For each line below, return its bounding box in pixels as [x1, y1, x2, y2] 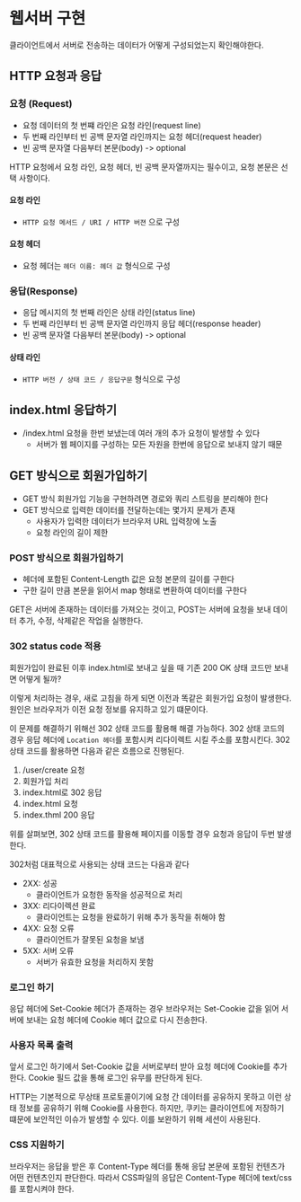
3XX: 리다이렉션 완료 [22, 900, 96, 911]
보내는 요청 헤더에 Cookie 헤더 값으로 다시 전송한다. [25, 1014, 208, 1025]
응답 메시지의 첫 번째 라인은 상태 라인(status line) [22, 307, 196, 318]
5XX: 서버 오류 [22, 945, 75, 956]
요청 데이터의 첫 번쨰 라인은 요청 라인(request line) [22, 119, 202, 130]
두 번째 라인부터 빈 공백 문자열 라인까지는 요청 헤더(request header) [22, 131, 262, 142]
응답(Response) [9, 285, 78, 297]
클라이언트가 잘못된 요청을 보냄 [35, 933, 145, 944]
